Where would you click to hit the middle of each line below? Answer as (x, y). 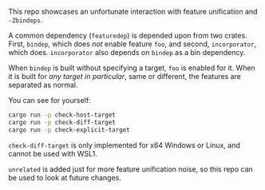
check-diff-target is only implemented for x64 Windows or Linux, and (125, 145)
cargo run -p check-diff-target (62, 122)
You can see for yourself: (49, 100)
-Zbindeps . (26, 20)
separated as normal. (43, 85)
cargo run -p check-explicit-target (69, 130)
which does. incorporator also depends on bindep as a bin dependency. (127, 52)
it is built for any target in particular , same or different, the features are (125, 76)
